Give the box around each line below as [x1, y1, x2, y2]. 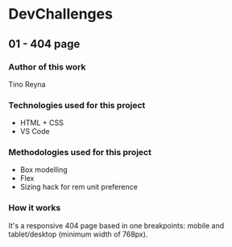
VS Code [19, 127, 50, 136]
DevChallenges [8, 5, 113, 23]
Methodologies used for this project [8, 147, 151, 158]
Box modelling [19, 165, 68, 174]
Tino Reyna [8, 79, 46, 89]
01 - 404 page [8, 37, 81, 51]
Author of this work [8, 61, 86, 73]
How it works [8, 203, 61, 214]
